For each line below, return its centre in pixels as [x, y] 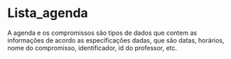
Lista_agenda [48, 13]
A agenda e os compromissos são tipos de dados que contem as [102, 33]
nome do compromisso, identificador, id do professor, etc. [92, 48]
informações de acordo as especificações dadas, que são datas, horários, [116, 40]
